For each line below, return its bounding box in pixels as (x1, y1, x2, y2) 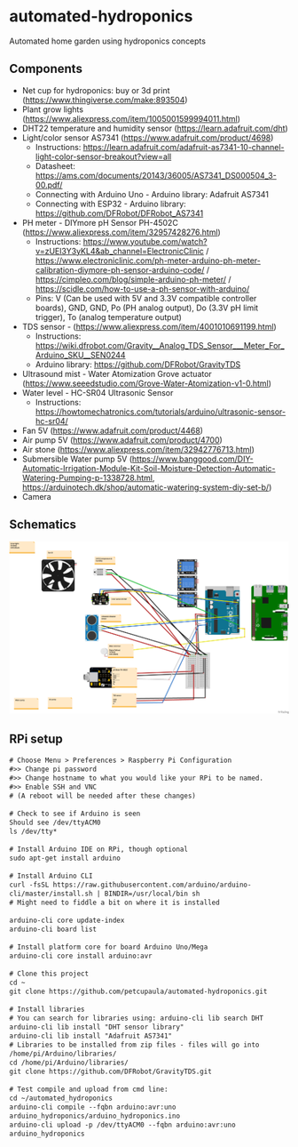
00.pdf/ (35, 180, 63, 190)
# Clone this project (9, 969, 90, 978)
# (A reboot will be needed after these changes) (9, 791, 197, 800)
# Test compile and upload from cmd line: (9, 1085, 169, 1094)
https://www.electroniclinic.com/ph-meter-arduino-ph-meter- (35, 255, 262, 266)
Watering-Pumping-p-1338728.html (21, 472, 153, 483)
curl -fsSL (9, 880, 50, 889)
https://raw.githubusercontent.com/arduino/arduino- (52, 880, 252, 889)
